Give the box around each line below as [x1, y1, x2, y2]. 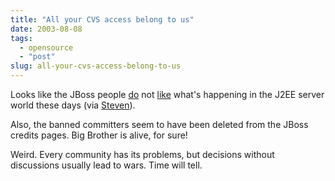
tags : [10, 33, 33, 43]
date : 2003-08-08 [10, 24, 83, 34]
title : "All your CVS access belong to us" [10, 14, 195, 25]
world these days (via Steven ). [10, 99, 136, 111]
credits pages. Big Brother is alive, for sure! [10, 129, 188, 141]
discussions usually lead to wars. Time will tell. [10, 159, 203, 171]
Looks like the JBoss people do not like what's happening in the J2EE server [10, 89, 325, 100]
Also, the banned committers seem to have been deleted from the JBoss [10, 119, 309, 130]
